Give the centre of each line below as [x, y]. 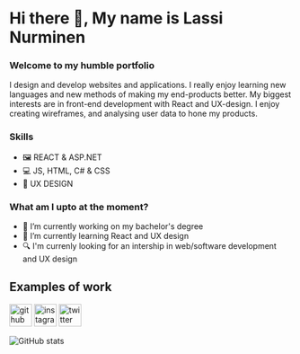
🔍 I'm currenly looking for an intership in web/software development [149, 246]
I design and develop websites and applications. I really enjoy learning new [148, 85]
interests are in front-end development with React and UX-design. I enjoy [145, 104]
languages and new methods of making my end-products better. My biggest [150, 94]
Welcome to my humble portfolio [82, 66]
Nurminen [48, 37]
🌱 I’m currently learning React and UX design [106, 236]
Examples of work [61, 287]
